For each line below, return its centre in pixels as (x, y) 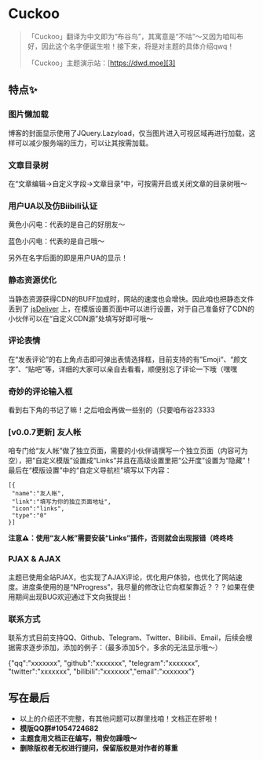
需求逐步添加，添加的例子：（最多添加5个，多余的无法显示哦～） (118, 647)
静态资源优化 (33, 280)
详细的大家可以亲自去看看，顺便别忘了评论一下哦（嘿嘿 (148, 369)
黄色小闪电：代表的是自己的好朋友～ (67, 225)
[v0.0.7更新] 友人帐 (45, 433)
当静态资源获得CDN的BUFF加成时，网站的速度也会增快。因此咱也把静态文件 (131, 298)
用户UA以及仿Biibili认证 (53, 206)
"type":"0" (29, 516)
